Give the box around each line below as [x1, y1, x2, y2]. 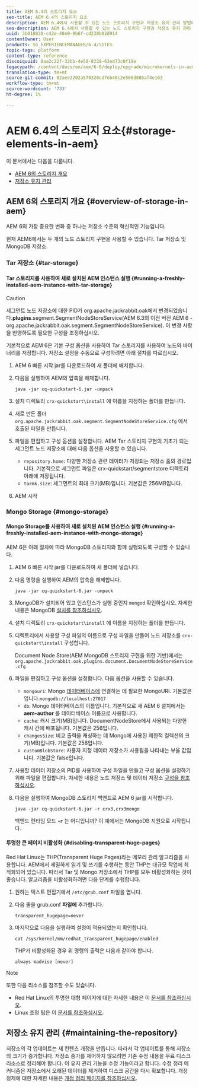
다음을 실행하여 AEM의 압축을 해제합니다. [14, 374, 111, 382]
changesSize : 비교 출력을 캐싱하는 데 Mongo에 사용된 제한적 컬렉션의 [23, 732, 184, 739]
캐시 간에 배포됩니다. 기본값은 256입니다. [23, 724, 119, 732]
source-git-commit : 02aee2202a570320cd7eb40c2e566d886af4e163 [6, 75, 163, 81]
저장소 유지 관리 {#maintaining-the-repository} [6, 1028, 178, 1038]
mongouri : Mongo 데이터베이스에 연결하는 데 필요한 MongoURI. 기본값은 [23, 687, 192, 694]
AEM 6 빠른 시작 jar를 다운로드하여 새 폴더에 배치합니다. [14, 361, 145, 368]
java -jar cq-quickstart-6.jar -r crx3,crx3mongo [14, 806, 140, 812]
